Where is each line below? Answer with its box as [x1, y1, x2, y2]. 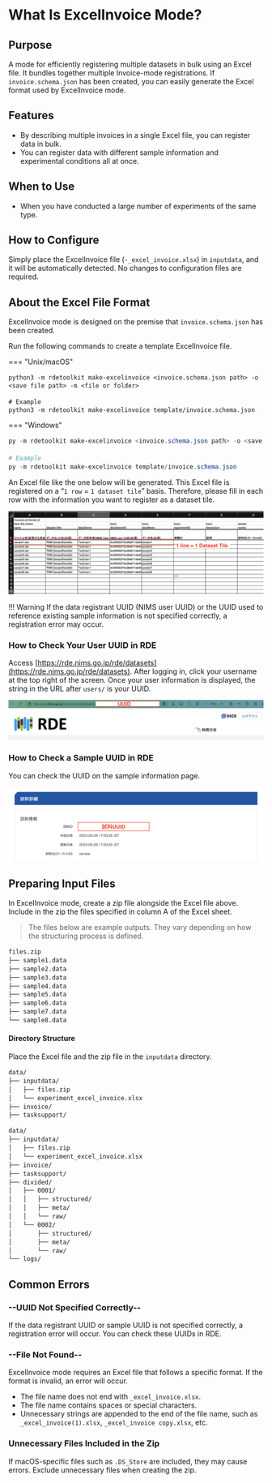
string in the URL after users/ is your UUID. [8, 684, 151, 694]
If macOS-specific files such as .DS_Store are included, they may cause [8, 1456, 248, 1466]
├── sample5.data [8, 991, 67, 999]
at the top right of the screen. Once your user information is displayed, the [8, 675, 256, 685]
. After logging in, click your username [130, 666, 257, 676]
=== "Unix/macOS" [8, 357, 74, 366]
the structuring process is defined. [28, 931, 144, 941]
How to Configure [8, 234, 100, 247]
